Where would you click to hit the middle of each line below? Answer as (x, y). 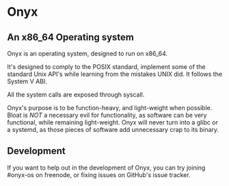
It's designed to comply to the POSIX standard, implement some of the (106, 67)
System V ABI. (27, 81)
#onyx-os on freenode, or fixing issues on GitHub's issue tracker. (99, 174)
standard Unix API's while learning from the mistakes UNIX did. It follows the (115, 74)
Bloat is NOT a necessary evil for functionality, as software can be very (107, 115)
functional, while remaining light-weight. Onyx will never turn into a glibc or (113, 122)
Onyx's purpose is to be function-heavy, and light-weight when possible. (110, 108)
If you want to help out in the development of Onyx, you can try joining (106, 168)
